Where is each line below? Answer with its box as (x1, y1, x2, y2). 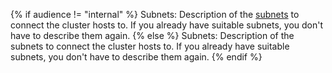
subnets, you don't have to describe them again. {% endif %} (10, 51, 263, 63)
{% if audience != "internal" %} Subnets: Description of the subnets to (10, 9, 300, 20)
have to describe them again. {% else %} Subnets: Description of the (10, 30, 295, 41)
